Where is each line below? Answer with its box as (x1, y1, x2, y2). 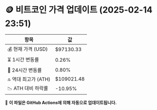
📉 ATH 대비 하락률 (7, 85, 48, 92)
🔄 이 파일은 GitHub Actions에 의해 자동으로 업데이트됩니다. (5, 99, 117, 105)
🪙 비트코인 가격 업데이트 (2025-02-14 (5, 4, 153, 15)
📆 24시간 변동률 (7, 67, 42, 73)
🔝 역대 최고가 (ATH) (7, 76, 51, 82)
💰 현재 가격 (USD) (7, 45, 48, 52)
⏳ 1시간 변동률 (7, 56, 40, 63)
